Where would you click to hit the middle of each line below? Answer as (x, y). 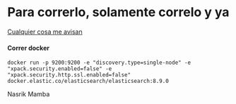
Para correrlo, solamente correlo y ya (118, 12)
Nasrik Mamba (29, 94)
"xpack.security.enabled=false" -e (60, 69)
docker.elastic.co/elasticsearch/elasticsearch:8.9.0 (88, 82)
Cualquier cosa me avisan (45, 32)
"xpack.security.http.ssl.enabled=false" (69, 75)
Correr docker (28, 48)
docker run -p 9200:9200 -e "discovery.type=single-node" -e (99, 63)
